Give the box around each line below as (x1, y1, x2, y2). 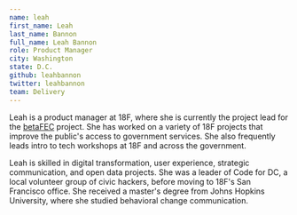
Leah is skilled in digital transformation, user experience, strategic (9, 157, 250, 168)
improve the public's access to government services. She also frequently (9, 131, 277, 141)
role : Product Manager (9, 46, 93, 55)
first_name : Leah (9, 21, 74, 30)
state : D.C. (9, 63, 53, 72)
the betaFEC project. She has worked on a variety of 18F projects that (9, 121, 263, 131)
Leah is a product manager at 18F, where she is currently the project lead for (9, 112, 288, 123)
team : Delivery (9, 87, 66, 96)
